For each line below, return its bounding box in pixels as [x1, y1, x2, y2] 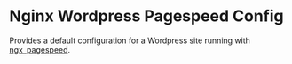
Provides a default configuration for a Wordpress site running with [9, 35, 251, 46]
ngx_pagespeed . [9, 44, 71, 54]
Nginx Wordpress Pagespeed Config [9, 6, 284, 26]
